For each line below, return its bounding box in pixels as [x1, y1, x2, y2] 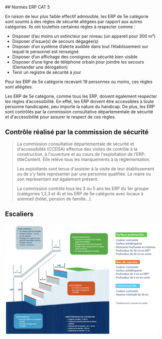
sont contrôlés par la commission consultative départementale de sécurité [5, 109, 154, 115]
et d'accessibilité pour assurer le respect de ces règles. [5, 114, 116, 119]
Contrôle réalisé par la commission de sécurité [5, 128, 149, 136]
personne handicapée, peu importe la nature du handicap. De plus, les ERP [5, 104, 155, 109]
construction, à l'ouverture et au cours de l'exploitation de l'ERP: [16, 151, 146, 157]
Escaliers [5, 210, 34, 218]
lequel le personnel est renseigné [12, 49, 79, 54]
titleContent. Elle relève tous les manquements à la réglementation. [16, 156, 151, 162]
